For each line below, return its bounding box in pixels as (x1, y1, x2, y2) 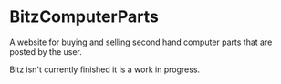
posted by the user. (9, 46, 82, 57)
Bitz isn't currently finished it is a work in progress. (9, 64, 201, 75)
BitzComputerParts (9, 6, 160, 27)
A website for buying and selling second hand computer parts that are (9, 37, 273, 47)
